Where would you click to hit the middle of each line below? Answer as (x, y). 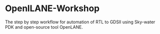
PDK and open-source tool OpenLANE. (44, 27)
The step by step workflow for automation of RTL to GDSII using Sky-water (80, 22)
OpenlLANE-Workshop (52, 8)
